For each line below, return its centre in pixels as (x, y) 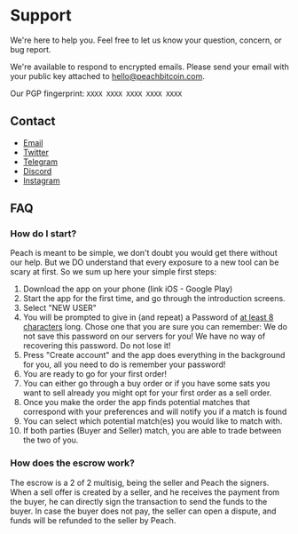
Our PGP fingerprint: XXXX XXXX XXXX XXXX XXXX (96, 93)
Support (41, 16)
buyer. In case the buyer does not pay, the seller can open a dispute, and (143, 511)
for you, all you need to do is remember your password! (124, 364)
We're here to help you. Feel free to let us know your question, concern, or (146, 40)
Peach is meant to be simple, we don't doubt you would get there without (144, 253)
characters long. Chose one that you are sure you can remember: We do (155, 327)
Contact (33, 121)
